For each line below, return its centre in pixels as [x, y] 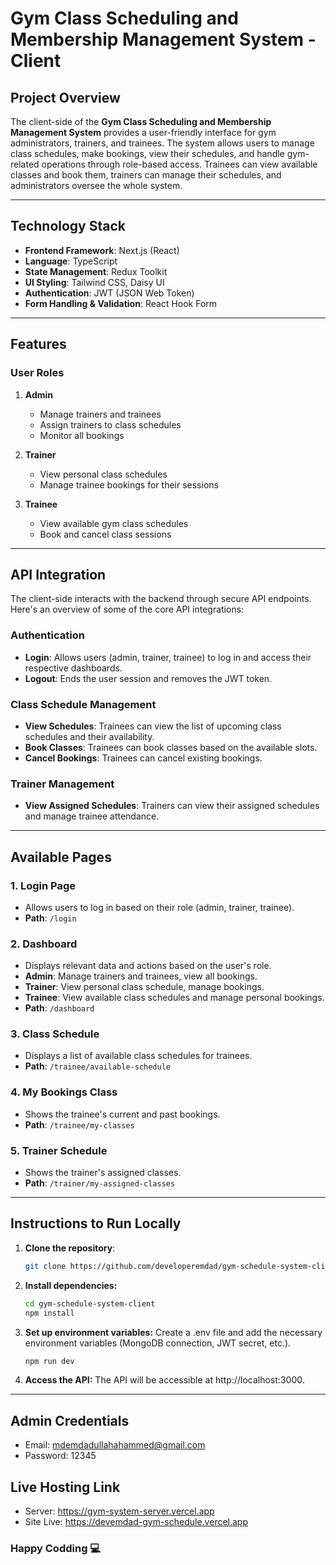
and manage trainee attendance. [92, 816]
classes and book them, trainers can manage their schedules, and [146, 175]
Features [38, 344]
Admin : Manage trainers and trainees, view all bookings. [141, 976]
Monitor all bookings [82, 435]
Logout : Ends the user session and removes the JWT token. [148, 678]
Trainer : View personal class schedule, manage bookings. [144, 987]
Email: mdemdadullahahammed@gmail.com [115, 1445]
